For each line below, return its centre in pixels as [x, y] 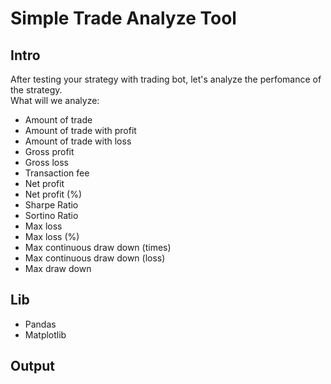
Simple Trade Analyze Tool [123, 18]
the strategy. [36, 90]
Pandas [40, 324]
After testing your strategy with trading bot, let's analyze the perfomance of [166, 79]
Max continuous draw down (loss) [95, 258]
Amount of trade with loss [78, 141]
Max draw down [58, 268]
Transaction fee [57, 173]
